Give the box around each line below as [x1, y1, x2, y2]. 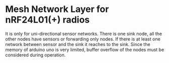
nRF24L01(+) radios [5, 14, 90, 25]
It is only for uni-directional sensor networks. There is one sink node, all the [5, 30, 162, 36]
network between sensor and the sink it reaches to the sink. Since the [5, 41, 150, 47]
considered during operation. [5, 51, 66, 58]
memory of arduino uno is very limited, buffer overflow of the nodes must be [5, 46, 164, 52]
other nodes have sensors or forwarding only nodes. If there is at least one [5, 36, 160, 42]
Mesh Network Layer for [5, 3, 109, 15]
